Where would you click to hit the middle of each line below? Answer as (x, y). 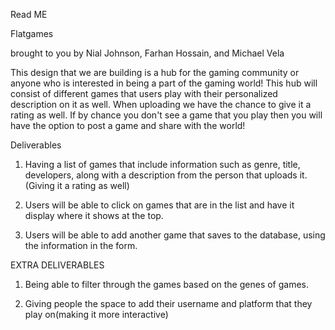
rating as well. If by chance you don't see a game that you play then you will (166, 115)
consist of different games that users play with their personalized (144, 93)
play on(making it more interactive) (96, 314)
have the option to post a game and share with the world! (128, 125)
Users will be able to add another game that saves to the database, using (175, 235)
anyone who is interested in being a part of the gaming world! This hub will (164, 83)
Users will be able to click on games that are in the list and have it (159, 205)
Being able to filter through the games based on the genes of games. (167, 284)
